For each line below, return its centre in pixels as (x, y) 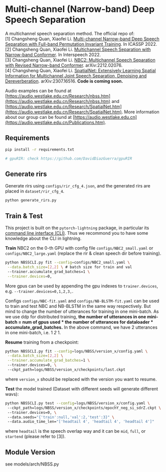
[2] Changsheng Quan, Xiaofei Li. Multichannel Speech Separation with (78, 49)
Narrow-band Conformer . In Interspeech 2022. (53, 54)
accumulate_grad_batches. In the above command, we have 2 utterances (81, 327)
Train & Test (24, 216)
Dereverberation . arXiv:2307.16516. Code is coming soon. (64, 81)
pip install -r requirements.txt (40, 149)
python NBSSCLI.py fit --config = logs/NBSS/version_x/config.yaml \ (77, 351)
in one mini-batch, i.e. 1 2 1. (33, 332)
